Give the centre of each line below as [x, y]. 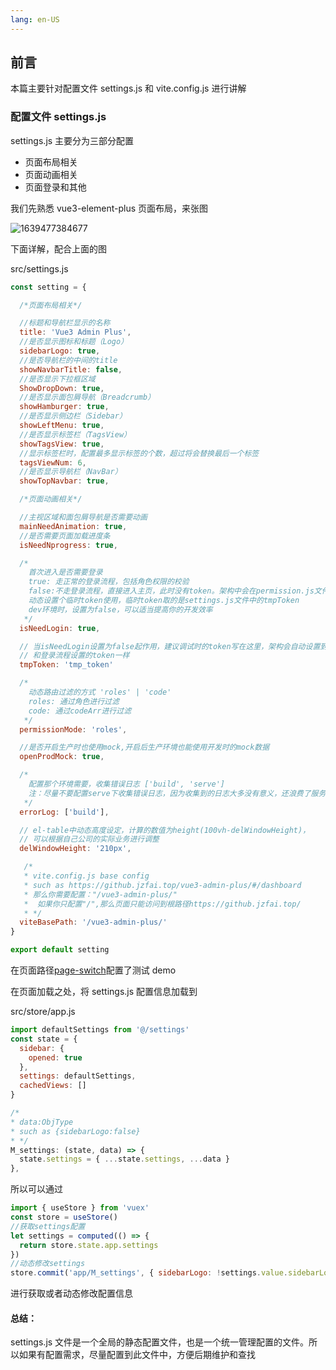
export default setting [60, 950]
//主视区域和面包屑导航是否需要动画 [83, 517]
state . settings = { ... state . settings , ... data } [124, 1159]
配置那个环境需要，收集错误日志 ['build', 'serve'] [127, 784]
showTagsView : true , [62, 444]
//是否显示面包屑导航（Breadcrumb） [87, 397]
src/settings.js [39, 268]
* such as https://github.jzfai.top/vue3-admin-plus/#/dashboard [162, 885]
